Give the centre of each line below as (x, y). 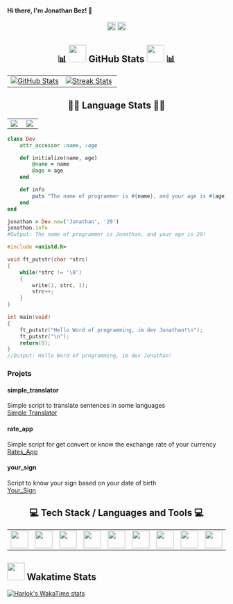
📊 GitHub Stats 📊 (116, 59)
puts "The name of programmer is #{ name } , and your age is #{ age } (130, 196)
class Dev (21, 139)
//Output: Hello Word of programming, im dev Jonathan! (89, 356)
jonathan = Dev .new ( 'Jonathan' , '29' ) (63, 222)
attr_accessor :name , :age (59, 145)
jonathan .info (28, 228)
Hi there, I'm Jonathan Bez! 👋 (50, 10)
